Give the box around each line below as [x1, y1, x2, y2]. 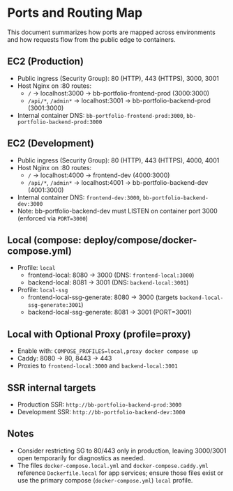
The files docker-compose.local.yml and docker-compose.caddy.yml [17, 461, 209, 469]
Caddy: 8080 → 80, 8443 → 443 [17, 354, 112, 363]
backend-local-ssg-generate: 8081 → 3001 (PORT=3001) [27, 308, 193, 317]
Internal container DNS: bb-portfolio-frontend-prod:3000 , [17, 111, 186, 119]
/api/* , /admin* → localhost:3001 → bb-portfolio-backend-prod [27, 96, 211, 105]
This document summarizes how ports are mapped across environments [7, 28, 216, 36]
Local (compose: [7, 234, 82, 245]
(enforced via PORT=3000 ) [17, 214, 89, 222]
